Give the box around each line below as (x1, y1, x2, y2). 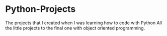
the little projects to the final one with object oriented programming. (5, 25, 145, 31)
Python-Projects (5, 3, 76, 15)
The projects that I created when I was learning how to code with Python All (5, 20, 162, 26)
